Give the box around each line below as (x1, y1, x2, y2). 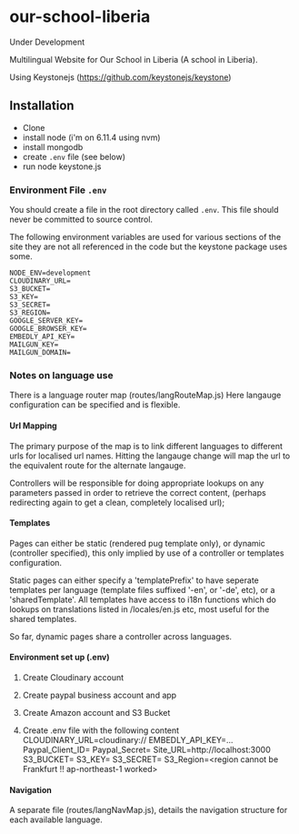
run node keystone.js (22, 161, 102, 172)
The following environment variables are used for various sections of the (9, 232, 282, 243)
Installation (9, 98, 75, 114)
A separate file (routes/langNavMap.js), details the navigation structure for (9, 805, 288, 816)
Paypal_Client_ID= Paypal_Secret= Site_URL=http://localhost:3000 (22, 744, 271, 755)
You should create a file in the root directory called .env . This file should (9, 205, 279, 216)
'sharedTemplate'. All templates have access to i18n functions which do (9, 594, 277, 605)
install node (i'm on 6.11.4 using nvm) (22, 132, 161, 143)
